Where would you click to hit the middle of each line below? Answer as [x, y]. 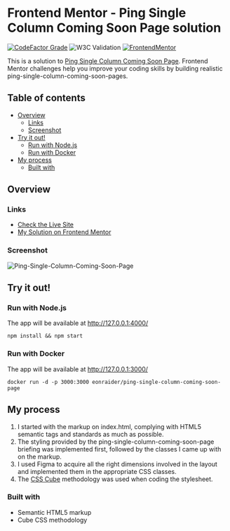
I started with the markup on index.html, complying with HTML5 [109, 426]
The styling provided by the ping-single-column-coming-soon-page [116, 442]
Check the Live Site [46, 225]
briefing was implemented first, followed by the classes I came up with [119, 449]
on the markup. [39, 456]
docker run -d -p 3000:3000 [48, 382]
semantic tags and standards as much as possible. [90, 434]
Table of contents [46, 98]
